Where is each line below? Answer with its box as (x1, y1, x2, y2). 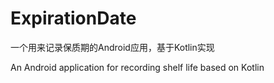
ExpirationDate (10, 7, 137, 30)
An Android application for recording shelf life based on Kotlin (10, 61, 265, 73)
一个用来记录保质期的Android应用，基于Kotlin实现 (10, 41, 215, 53)
